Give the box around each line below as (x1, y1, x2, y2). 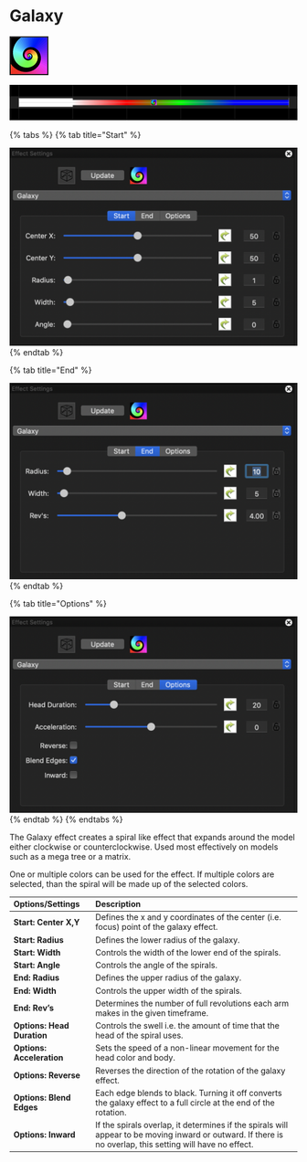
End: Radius (13, 972, 59, 983)
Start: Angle (13, 960, 61, 971)
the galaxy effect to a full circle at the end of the (95, 1097, 276, 1108)
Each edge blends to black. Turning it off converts (95, 1087, 282, 1098)
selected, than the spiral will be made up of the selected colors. (9, 878, 249, 889)
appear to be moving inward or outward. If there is (95, 1129, 284, 1140)
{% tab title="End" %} (9, 364, 92, 375)
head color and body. (95, 1052, 175, 1063)
